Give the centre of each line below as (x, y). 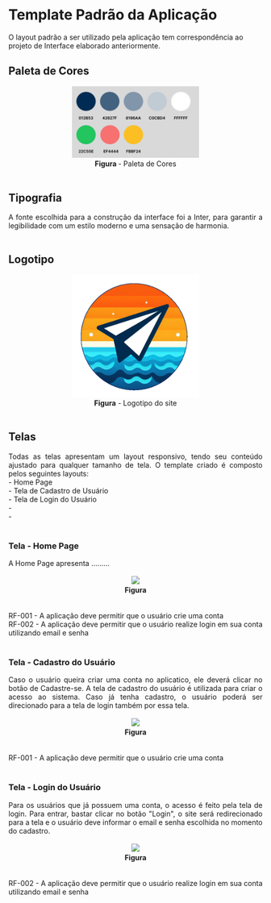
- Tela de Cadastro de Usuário (58, 490)
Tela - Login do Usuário (55, 788)
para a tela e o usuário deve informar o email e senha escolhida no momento (135, 822)
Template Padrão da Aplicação (113, 15)
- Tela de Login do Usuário (52, 499)
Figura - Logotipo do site (135, 403)
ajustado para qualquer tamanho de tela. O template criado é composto (135, 464)
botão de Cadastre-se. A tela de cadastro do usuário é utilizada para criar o (135, 689)
